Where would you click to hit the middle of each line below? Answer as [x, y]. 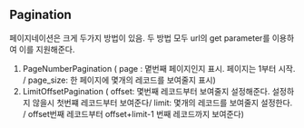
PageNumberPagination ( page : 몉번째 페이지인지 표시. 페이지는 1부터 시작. [159, 68]
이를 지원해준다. [47, 49]
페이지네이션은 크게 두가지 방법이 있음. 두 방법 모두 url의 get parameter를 [140, 38]
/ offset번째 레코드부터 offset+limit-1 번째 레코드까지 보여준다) [133, 113]
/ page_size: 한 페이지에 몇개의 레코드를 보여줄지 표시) [119, 80]
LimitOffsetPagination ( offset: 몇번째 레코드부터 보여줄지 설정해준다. [146, 91]
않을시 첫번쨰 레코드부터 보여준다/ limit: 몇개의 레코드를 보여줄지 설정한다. [162, 103]
